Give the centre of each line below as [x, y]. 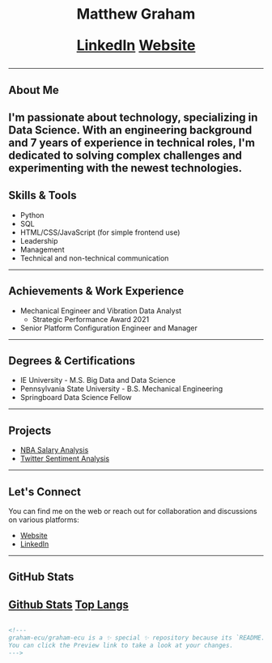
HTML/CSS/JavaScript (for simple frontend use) [100, 232]
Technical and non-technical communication [94, 258]
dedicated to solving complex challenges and [125, 155]
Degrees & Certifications [72, 361]
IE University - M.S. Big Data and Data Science [98, 380]
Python [32, 215]
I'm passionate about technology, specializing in [133, 117]
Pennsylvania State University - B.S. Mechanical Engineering [121, 389]
